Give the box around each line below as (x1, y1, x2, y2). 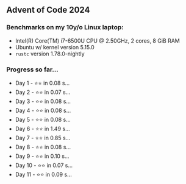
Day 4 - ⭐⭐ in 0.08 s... (15, 107, 71, 114)
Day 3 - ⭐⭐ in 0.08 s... (15, 97, 71, 105)
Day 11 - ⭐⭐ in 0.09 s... (15, 171, 72, 178)
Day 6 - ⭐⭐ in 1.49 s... (15, 125, 70, 132)
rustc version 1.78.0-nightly (15, 50, 85, 57)
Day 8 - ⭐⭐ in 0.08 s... (15, 143, 71, 150)
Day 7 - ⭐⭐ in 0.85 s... (15, 134, 71, 141)
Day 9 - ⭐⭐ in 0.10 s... (15, 152, 70, 160)
